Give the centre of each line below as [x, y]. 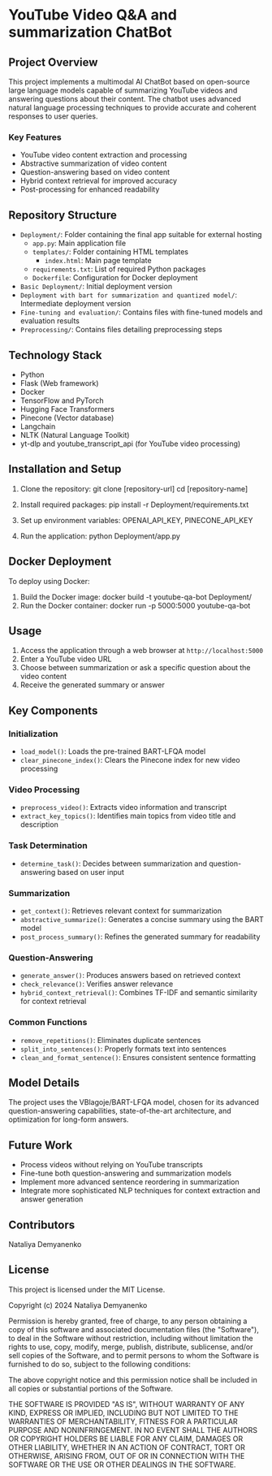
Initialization [33, 734]
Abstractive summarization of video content [93, 163]
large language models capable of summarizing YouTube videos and [123, 90]
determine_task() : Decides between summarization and [114, 864]
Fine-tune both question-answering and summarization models [126, 1173]
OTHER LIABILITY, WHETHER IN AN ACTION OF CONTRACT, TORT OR [127, 1447]
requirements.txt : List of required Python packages [119, 269]
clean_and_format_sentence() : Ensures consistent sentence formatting [138, 1057]
